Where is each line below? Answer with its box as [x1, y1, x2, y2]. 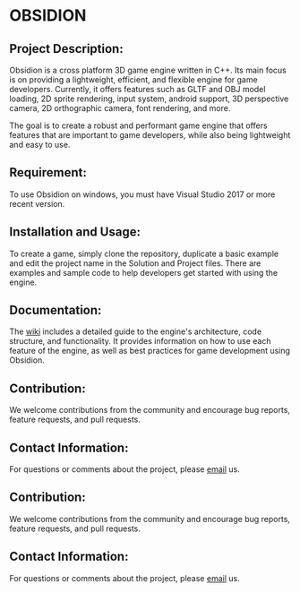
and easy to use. [9, 140, 71, 150]
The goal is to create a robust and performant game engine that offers [9, 120, 268, 131]
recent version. [9, 198, 65, 209]
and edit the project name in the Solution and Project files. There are [9, 257, 261, 269]
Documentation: [9, 303, 102, 318]
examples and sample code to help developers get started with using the [9, 267, 279, 278]
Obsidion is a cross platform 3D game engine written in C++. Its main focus [9, 64, 287, 75]
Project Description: [9, 41, 124, 56]
